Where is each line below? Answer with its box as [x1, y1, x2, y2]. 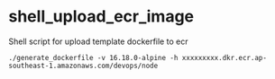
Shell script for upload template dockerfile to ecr [8, 36, 188, 47]
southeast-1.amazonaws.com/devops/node [8, 61, 159, 70]
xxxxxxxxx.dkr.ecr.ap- [181, 53, 268, 62]
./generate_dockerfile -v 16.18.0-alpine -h [8, 53, 179, 62]
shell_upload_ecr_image [8, 6, 195, 27]
